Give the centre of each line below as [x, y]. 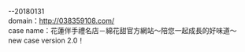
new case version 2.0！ [46, 40]
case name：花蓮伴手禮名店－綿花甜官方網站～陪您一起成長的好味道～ [123, 30]
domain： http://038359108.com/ [61, 20]
